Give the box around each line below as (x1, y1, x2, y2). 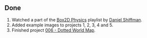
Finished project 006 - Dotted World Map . (11, 27, 96, 33)
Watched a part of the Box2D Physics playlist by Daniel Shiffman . (11, 17, 142, 22)
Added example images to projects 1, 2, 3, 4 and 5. (11, 22, 113, 28)
